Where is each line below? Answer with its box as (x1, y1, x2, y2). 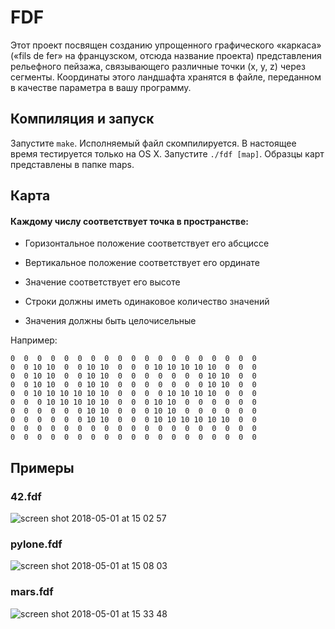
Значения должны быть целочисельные (24, 315, 197, 327)
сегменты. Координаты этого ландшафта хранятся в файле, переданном (10, 71, 322, 83)
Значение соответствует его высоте (24, 276, 181, 288)
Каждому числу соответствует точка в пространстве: (10, 215, 249, 227)
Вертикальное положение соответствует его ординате (24, 257, 260, 269)
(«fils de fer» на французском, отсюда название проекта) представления (10, 49, 322, 61)
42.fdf (10, 489, 42, 503)
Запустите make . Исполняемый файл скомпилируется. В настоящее (10, 137, 297, 149)
